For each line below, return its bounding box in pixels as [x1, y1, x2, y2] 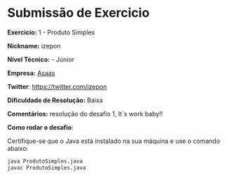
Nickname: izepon [7, 41, 61, 50]
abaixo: [7, 144, 29, 152]
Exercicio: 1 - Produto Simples [7, 28, 95, 36]
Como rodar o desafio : [7, 123, 74, 131]
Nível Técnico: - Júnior [7, 55, 75, 64]
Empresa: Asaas [7, 69, 55, 77]
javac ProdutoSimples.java [7, 164, 86, 171]
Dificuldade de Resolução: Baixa [7, 96, 103, 104]
